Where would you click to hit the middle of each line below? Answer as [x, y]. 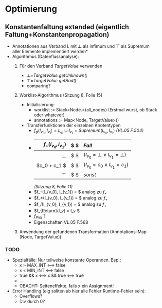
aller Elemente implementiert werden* [50, 51]
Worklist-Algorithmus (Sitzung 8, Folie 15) [61, 95]
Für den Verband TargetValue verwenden [61, 66]
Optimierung [31, 9]
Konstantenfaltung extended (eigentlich [67, 27]
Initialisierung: [41, 105]
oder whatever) [49, 115]
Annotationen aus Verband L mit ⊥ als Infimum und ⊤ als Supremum [81, 46]
